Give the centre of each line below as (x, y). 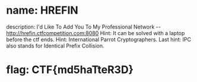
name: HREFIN (42, 10)
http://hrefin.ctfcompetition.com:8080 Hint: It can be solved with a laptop (96, 33)
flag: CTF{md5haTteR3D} (70, 70)
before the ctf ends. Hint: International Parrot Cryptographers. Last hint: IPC (99, 39)
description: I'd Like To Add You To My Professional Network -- (84, 27)
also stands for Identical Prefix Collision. (55, 46)
